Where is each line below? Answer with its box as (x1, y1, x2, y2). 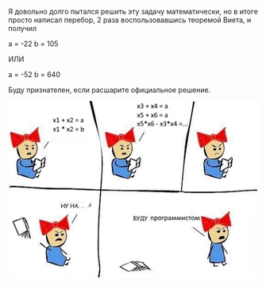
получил (8, 24, 37, 33)
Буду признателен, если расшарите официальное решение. (8, 85, 211, 95)
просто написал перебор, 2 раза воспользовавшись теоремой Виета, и (8, 15, 252, 25)
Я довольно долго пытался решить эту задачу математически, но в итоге (8, 7, 258, 16)
